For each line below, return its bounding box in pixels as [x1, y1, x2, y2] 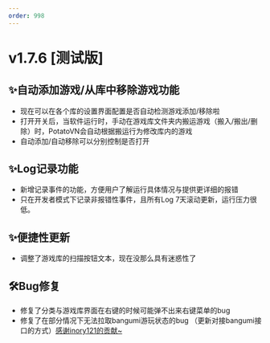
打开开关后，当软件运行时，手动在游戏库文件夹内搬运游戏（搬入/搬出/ [19, 116, 251, 125]
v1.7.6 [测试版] [8, 49, 104, 67]
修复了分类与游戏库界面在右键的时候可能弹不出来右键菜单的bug [19, 306, 231, 316]
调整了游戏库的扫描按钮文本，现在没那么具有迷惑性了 [19, 254, 197, 263]
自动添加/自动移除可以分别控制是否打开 [19, 136, 150, 145]
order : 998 [8, 11, 45, 20]
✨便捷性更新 [8, 231, 71, 244]
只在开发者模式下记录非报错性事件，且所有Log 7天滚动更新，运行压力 [19, 194, 251, 205]
